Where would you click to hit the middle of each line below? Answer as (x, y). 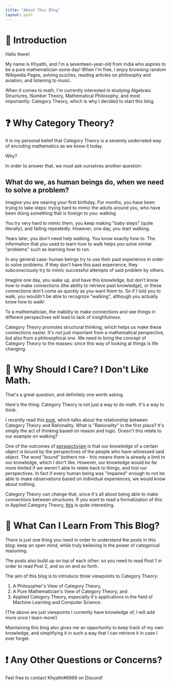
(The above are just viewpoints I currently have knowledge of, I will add (80, 612)
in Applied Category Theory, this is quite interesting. (60, 505)
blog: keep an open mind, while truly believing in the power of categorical (82, 545)
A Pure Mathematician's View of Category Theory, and (70, 591)
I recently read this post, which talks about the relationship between (77, 420)
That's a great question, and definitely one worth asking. (65, 395)
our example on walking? (31, 436)
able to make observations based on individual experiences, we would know (86, 479)
